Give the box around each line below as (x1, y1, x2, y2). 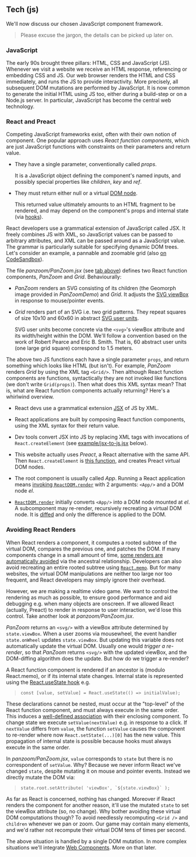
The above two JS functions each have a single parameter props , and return (6, 356, 189, 363)
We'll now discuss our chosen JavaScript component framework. (6, 20, 163, 27)
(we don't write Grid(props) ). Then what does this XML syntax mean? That (6, 381, 187, 388)
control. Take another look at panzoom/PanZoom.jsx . (6, 612, 135, 619)
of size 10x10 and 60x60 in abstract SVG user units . (14, 315, 139, 322)
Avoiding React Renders (6, 526, 76, 534)
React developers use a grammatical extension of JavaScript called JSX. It (6, 225, 185, 232)
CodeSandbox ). (6, 256, 44, 263)
